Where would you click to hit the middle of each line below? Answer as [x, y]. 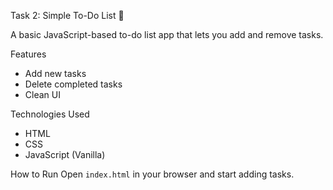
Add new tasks [55, 73]
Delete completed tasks [73, 84]
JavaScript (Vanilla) [65, 154]
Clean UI [42, 94]
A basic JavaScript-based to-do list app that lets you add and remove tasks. [167, 34]
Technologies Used [50, 114]
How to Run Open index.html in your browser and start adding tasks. [152, 174]
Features [28, 54]
